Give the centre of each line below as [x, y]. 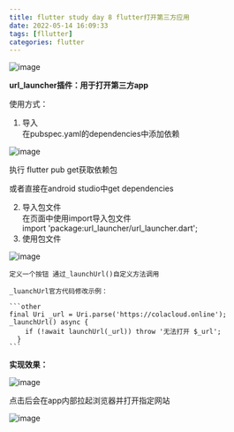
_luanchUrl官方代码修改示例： [59, 292]
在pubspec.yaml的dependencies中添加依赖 [101, 134]
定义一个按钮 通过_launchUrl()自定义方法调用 [84, 275]
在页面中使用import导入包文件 [76, 218]
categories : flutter [47, 42]
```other [25, 307]
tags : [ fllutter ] [41, 34]
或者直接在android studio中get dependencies [91, 189]
